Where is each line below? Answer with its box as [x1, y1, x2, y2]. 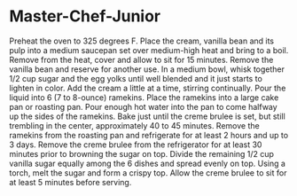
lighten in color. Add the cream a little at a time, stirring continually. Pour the [9, 82, 286, 93]
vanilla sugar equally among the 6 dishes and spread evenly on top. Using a [9, 158, 286, 169]
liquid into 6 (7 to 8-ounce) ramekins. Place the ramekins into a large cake [9, 91, 279, 103]
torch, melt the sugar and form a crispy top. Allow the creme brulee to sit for [9, 167, 287, 178]
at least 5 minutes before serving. [9, 176, 132, 187]
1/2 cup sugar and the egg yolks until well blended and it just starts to [9, 73, 263, 83]
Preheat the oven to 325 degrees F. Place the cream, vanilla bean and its [9, 35, 275, 46]
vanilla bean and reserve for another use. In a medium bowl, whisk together [9, 64, 285, 74]
